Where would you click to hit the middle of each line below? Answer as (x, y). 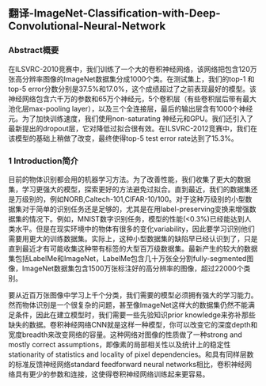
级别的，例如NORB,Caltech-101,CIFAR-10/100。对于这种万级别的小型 (133, 199)
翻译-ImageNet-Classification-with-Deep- (114, 13)
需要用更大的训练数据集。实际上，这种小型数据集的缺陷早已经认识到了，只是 (133, 238)
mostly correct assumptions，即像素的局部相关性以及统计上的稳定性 (120, 344)
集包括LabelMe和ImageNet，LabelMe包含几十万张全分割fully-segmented (127, 258)
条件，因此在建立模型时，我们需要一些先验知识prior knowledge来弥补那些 (135, 315)
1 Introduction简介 (44, 161)
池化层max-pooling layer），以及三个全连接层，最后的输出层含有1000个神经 (131, 108)
